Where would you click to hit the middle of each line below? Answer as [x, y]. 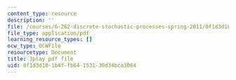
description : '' [31, 20]
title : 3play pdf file [40, 59]
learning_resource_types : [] [50, 40]
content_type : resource [42, 14]
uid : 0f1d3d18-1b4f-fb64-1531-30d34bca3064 [72, 65]
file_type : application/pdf [48, 33]
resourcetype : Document [42, 53]
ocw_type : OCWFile [34, 46]
